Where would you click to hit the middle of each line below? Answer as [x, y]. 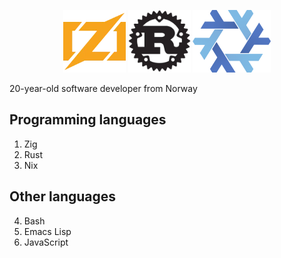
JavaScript [46, 242]
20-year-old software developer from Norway [103, 88]
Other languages [63, 196]
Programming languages [88, 120]
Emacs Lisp [47, 231]
